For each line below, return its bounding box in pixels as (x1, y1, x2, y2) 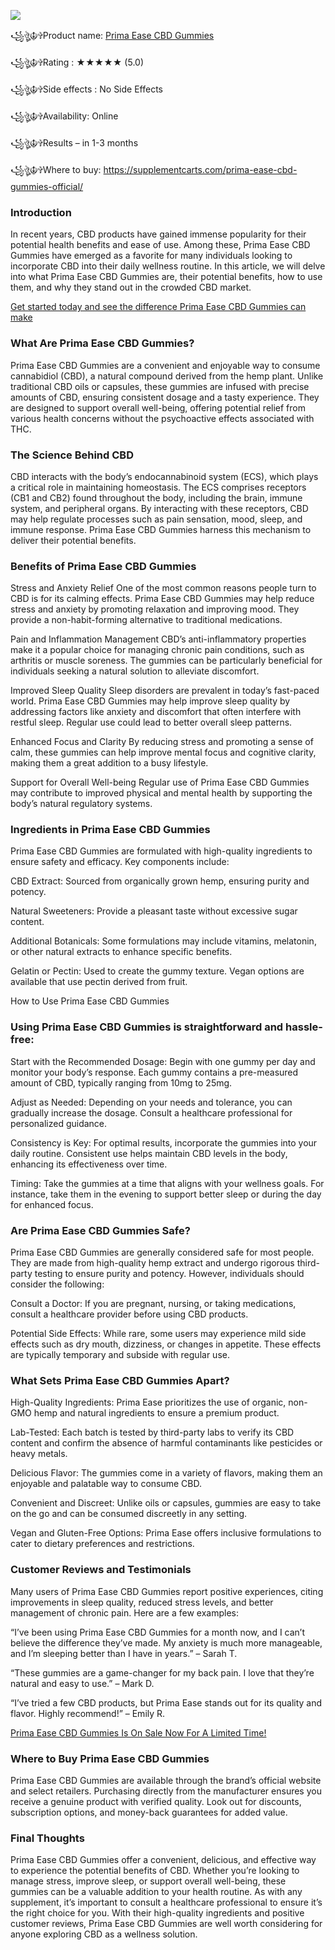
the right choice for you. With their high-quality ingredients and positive (10, 1907, 305, 1919)
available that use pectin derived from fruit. (10, 976, 188, 988)
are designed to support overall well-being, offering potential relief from (10, 401, 307, 414)
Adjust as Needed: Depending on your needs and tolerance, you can (10, 1096, 293, 1108)
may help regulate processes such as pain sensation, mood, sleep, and (10, 513, 303, 525)
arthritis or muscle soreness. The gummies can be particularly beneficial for (10, 655, 323, 667)
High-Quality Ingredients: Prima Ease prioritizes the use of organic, (10, 1396, 287, 1409)
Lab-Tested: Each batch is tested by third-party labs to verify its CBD (10, 1426, 295, 1439)
